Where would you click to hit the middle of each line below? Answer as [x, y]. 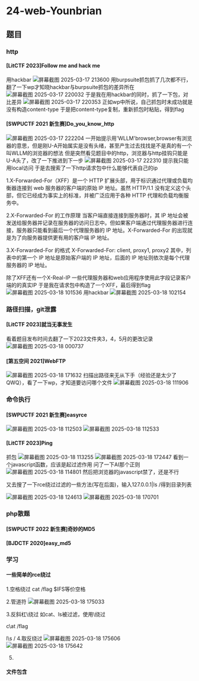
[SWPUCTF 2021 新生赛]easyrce [47, 415]
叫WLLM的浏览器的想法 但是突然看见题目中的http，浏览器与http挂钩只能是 [97, 153]
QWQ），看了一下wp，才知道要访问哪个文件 [59, 383]
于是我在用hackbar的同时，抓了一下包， [134, 94]
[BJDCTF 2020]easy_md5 [39, 543]
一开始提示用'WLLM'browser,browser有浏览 [139, 138]
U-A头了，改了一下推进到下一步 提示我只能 [97, 160]
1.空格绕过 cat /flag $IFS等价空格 [46, 589]
